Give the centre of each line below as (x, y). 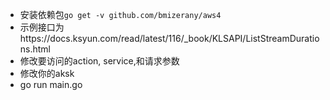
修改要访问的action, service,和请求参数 (99, 61)
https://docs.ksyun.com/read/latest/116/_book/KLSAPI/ (133, 38)
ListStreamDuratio (282, 38)
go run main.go (51, 84)
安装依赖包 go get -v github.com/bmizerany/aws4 (120, 14)
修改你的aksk (47, 73)
